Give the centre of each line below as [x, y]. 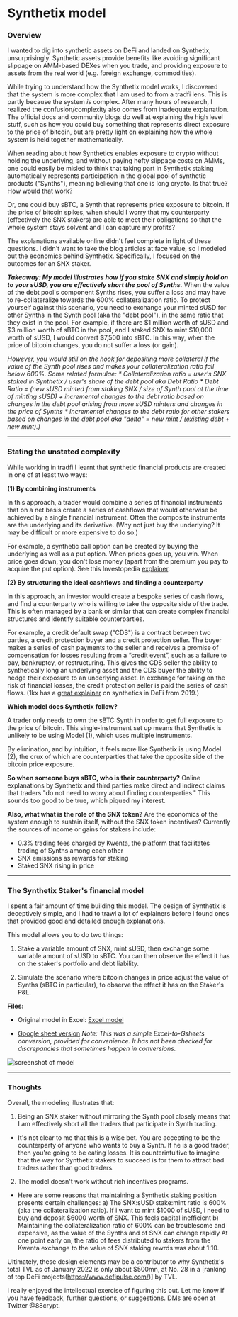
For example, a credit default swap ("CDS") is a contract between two [109, 632]
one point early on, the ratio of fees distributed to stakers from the [114, 1240]
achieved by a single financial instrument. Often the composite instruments [117, 517]
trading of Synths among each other [70, 850]
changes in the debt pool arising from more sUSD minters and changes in [115, 404]
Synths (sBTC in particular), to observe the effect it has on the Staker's [121, 985]
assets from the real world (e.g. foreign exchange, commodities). [102, 73]
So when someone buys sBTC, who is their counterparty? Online [104, 778]
